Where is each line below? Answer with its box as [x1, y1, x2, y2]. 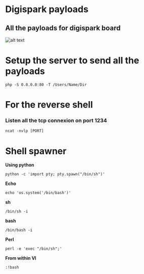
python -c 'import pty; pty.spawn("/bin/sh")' [5, 172, 105, 177]
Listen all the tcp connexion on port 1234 [5, 117, 107, 124]
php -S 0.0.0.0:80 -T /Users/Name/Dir [5, 82, 87, 87]
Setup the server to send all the [5, 55, 139, 66]
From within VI [5, 255, 36, 261]
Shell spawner [5, 145, 67, 157]
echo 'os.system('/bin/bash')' [5, 191, 71, 196]
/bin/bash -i [5, 227, 33, 233]
